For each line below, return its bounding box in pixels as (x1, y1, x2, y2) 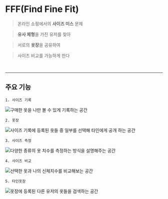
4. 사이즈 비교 (5, 158, 31, 163)
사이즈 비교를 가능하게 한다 (17, 52, 70, 58)
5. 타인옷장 (5, 178, 26, 183)
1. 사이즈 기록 (5, 97, 31, 102)
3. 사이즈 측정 (5, 138, 31, 143)
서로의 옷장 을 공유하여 (17, 41, 61, 48)
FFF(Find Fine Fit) (5, 3, 79, 15)
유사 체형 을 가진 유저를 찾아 (17, 31, 71, 37)
